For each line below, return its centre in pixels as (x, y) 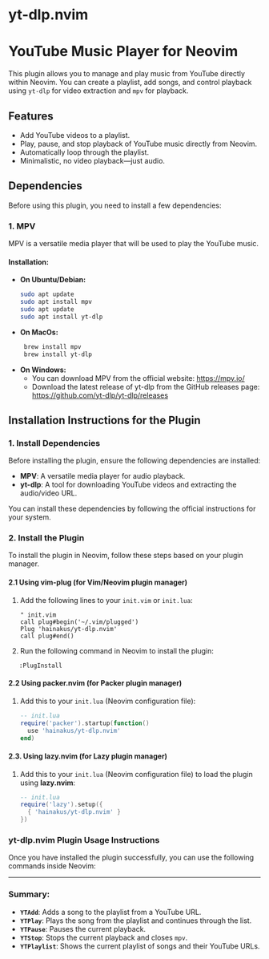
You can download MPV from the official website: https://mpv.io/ (139, 378)
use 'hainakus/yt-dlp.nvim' (74, 730)
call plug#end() (47, 636)
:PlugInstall (40, 666)
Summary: (29, 894)
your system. (30, 517)
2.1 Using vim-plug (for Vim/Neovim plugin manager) (98, 582)
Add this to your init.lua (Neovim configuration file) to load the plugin (137, 774)
